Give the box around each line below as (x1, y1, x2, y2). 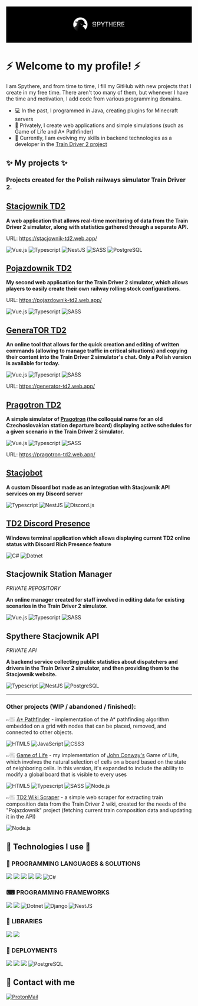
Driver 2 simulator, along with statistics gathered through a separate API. (6, 223, 189, 231)
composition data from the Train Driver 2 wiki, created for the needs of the (6, 800, 187, 807)
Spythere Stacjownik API (6, 631, 99, 641)
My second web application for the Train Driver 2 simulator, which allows (6, 279, 189, 286)
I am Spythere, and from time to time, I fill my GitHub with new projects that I (6, 83, 192, 90)
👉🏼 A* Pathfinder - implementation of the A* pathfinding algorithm (6, 716, 169, 723)
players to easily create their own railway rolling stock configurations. (6, 285, 181, 293)
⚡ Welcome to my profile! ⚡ (6, 59, 141, 73)
